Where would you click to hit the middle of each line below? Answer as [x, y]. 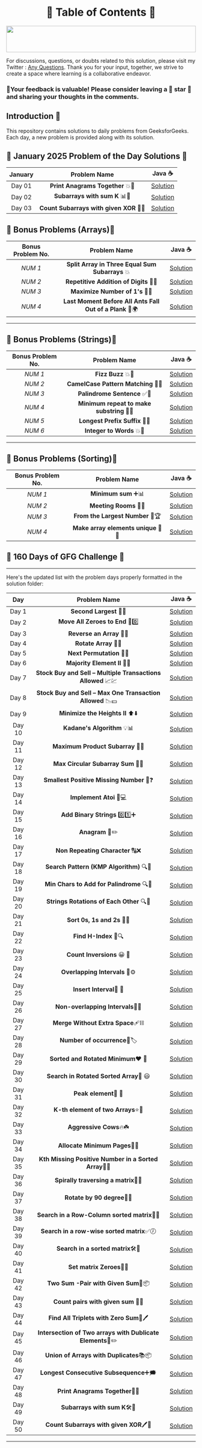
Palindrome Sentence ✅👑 [115, 394]
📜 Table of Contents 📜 [101, 12]
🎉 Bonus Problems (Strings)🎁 [62, 340]
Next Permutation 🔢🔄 [98, 653]
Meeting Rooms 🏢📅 [117, 505]
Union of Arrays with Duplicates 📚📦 [98, 1356]
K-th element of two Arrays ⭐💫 [99, 1110]
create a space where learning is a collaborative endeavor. [79, 73]
